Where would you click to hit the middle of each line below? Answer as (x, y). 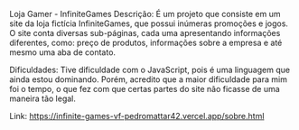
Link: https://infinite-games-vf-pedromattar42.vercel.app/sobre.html (137, 116)
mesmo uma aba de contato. (62, 52)
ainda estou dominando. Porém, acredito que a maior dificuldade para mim (148, 79)
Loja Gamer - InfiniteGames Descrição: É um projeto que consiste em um (145, 14)
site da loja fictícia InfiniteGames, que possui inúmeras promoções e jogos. (149, 23)
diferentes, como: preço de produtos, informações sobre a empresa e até (146, 42)
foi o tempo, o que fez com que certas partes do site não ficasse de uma (145, 89)
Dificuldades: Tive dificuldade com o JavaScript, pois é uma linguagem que (150, 70)
